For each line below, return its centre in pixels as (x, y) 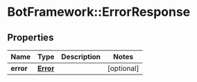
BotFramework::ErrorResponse (99, 12)
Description (81, 57)
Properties (31, 38)
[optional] (123, 68)
